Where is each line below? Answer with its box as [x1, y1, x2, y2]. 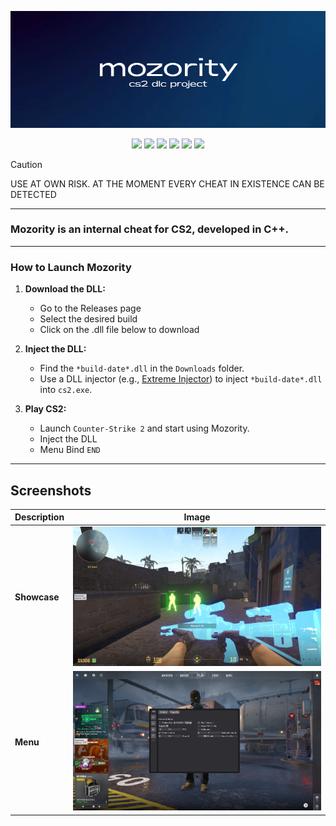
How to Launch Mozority [10, 260, 132, 274]
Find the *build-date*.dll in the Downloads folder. [39, 362, 245, 375]
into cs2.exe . [39, 384, 93, 396]
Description [14, 511, 65, 523]
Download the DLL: [24, 283, 106, 295]
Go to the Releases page [39, 302, 142, 315]
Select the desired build [39, 313, 138, 325]
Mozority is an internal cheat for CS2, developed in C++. [10, 222, 290, 236]
